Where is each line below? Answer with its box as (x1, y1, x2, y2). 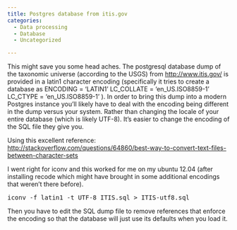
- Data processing (13, 23, 68, 30)
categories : (7, 17, 42, 24)
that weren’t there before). (7, 180, 84, 188)
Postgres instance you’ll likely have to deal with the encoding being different (7, 100, 229, 108)
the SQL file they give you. (7, 122, 85, 131)
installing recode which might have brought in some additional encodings (7, 173, 220, 181)
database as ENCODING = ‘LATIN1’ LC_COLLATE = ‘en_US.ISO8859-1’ (7, 85, 209, 93)
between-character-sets (7, 151, 79, 160)
